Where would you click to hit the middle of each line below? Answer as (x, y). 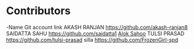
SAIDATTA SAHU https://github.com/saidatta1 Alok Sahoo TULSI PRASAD (95, 33)
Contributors (38, 11)
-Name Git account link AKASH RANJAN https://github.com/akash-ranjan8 (97, 27)
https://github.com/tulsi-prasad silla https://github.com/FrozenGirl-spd (92, 40)
